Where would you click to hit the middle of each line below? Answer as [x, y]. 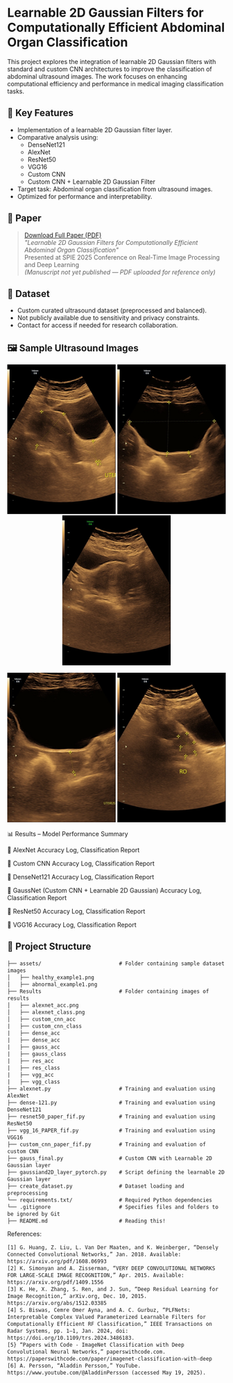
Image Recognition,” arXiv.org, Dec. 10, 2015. [77, 1296]
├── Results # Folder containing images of [108, 991]
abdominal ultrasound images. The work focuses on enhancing [97, 76]
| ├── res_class [34, 1068]
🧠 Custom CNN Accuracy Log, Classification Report [81, 863]
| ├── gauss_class [37, 1054]
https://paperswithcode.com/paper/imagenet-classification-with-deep [110, 1359]
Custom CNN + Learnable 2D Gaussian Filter [92, 182]
